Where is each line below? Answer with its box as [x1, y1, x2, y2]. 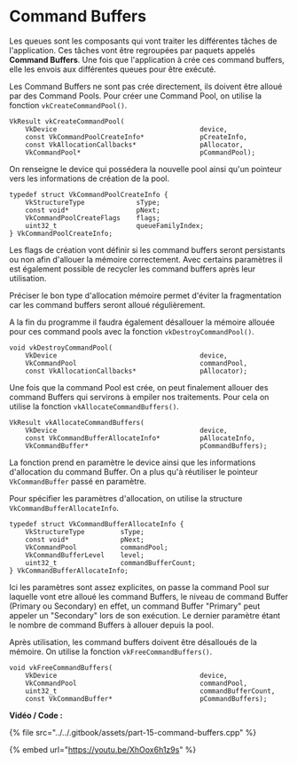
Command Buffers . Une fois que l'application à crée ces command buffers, [9, 54, 285, 65]
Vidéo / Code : [9, 710, 64, 721]
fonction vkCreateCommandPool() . [9, 99, 128, 110]
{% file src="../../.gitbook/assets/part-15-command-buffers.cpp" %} [9, 727, 257, 737]
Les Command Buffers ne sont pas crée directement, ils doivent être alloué [9, 81, 283, 91]
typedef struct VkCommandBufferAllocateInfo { [9, 519, 184, 529]
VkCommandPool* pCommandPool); [25, 148, 255, 157]
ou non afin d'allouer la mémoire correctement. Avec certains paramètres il [9, 254, 283, 264]
